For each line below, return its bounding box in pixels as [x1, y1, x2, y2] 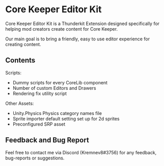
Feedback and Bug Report [5, 136, 89, 145]
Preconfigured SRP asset [12, 121, 66, 127]
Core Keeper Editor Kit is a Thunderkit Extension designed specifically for [5, 20, 159, 27]
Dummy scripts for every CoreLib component [12, 79, 108, 85]
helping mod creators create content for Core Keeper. [5, 26, 118, 32]
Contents [5, 56, 36, 65]
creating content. [5, 41, 42, 47]
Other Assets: [5, 100, 34, 106]
